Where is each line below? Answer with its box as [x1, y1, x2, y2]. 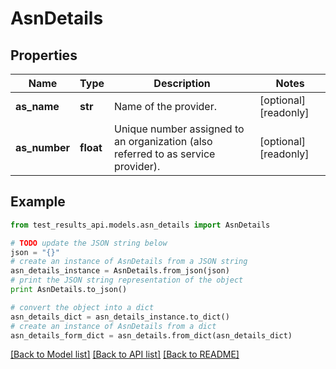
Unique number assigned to [114, 122, 245, 136]
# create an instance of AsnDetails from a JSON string [10, 257, 248, 267]
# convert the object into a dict [10, 302, 155, 312]
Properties [10, 47, 78, 64]
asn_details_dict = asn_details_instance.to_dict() [10, 312, 230, 322]
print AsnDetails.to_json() [10, 285, 128, 295]
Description [153, 77, 211, 90]
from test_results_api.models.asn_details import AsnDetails [10, 220, 271, 230]
